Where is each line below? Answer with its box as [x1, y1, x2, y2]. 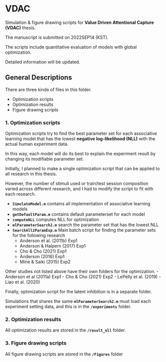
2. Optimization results [5, 316, 61, 323]
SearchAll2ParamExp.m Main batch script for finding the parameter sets [12, 227, 156, 233]
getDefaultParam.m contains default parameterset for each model [12, 211, 145, 217]
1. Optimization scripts [5, 119, 60, 126]
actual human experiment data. [5, 141, 69, 147]
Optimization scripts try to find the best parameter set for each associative [5, 130, 157, 137]
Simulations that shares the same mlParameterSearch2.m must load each [5, 298, 151, 304]
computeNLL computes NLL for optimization [12, 217, 99, 223]
